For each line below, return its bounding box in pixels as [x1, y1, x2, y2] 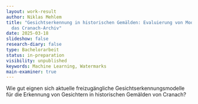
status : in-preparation [6, 52, 65, 58]
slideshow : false [6, 36, 49, 42]
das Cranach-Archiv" [11, 25, 62, 31]
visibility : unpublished [6, 58, 67, 63]
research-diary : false [6, 42, 62, 48]
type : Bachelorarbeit [6, 47, 60, 53]
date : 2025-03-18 [6, 31, 49, 36]
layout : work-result [6, 8, 57, 15]
